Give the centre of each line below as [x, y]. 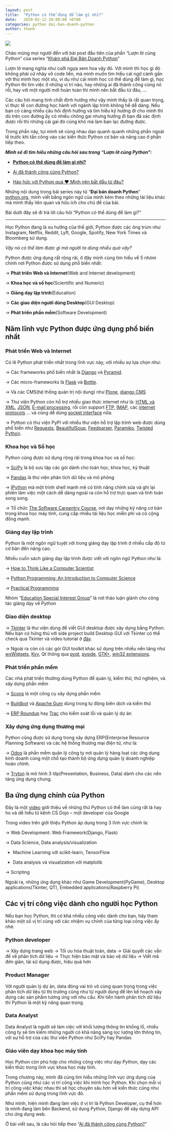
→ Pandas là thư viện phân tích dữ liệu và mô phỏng [60, 477]
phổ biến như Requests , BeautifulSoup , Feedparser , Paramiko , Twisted [79, 428]
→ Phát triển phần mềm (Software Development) [56, 313]
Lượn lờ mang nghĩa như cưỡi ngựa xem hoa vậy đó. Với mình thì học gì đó [83, 68]
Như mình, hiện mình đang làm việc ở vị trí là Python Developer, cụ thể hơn [83, 1103]
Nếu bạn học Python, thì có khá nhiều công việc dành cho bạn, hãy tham [82, 916]
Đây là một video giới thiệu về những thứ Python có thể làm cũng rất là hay [83, 808]
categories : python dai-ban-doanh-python [50, 24]
